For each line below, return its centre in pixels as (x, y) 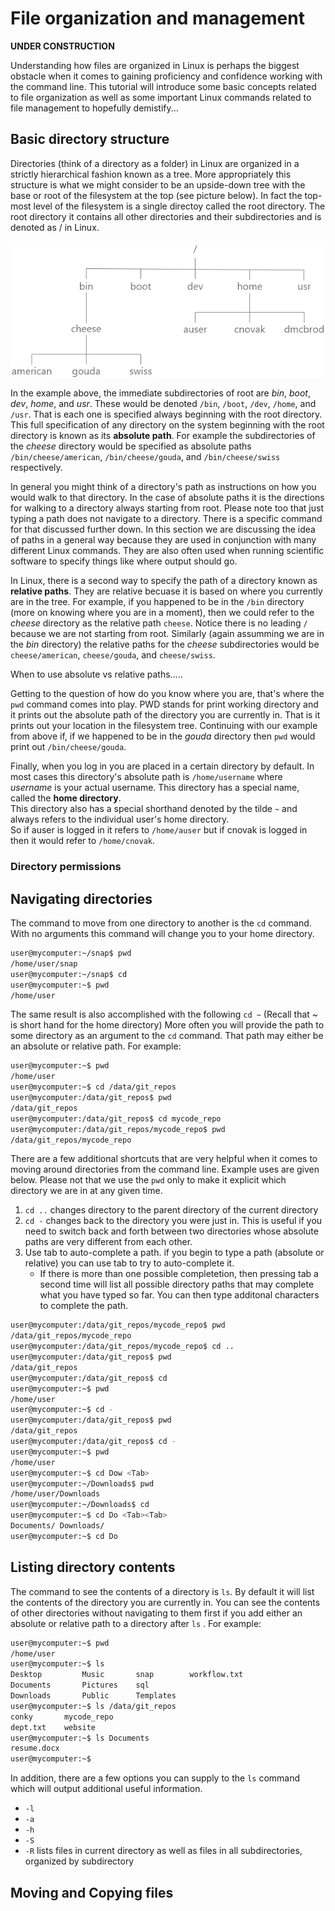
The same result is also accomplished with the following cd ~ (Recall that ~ (164, 1014)
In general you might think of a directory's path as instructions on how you (163, 487)
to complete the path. (84, 1306)
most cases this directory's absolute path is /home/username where (146, 777)
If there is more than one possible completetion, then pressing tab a (179, 1274)
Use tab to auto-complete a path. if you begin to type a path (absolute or (174, 1253)
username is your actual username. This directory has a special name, (155, 788)
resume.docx (35, 1748)
